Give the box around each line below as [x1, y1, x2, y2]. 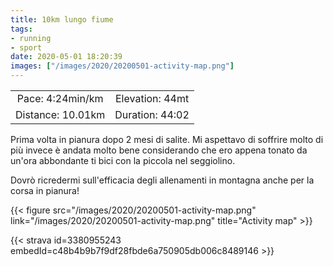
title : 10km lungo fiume [10, 14, 114, 25]
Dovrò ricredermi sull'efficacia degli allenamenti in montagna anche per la [10, 174, 315, 186]
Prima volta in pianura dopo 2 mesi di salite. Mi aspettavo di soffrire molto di [10, 134, 324, 145]
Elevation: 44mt [114, 92, 190, 105]
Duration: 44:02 [114, 108, 190, 121]
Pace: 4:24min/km [16, 92, 104, 105]
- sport [10, 42, 43, 53]
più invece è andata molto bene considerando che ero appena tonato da [10, 144, 308, 156]
